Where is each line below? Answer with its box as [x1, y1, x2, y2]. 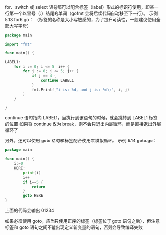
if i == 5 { [23, 180, 43, 185]
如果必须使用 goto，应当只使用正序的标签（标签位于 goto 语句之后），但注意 [5, 218, 160, 224]
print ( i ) [23, 170, 41, 175]
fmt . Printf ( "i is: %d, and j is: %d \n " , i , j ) [31, 87, 130, 92]
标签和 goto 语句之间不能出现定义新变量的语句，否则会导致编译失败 [5, 224, 143, 230]
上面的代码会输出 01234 [5, 207, 54, 213]
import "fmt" [5, 42, 32, 47]
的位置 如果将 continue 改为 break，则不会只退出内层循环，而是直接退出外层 [5, 121, 161, 127]
